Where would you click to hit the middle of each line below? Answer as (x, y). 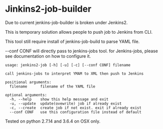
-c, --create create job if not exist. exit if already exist (75, 108)
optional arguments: (26, 95)
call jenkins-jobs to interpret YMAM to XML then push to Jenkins (74, 74)
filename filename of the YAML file (53, 86)
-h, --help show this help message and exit (59, 99)
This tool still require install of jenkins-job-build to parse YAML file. (72, 41)
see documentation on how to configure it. (48, 56)
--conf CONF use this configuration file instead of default (75, 112)
